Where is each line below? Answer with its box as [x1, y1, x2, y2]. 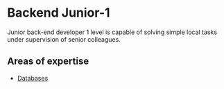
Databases [17, 74, 49, 82]
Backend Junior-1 [7, 5, 110, 21]
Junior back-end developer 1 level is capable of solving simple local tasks [7, 28, 217, 36]
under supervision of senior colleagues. [7, 35, 121, 43]
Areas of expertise [7, 56, 89, 67]
